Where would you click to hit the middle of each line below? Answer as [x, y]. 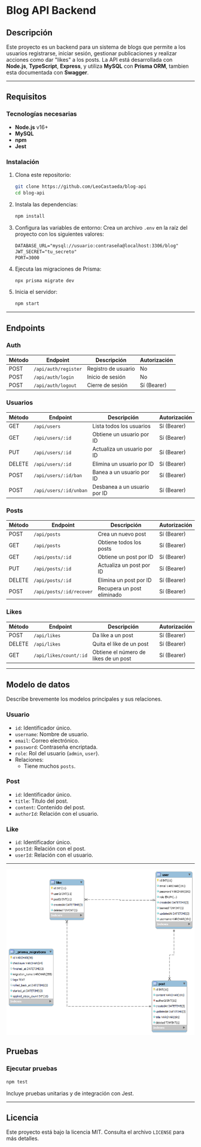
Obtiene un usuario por [121, 434]
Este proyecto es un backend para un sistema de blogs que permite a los [96, 47]
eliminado [110, 594]
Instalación [23, 161]
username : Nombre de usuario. [51, 734]
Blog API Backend [51, 10]
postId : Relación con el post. [50, 849]
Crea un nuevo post [122, 534]
